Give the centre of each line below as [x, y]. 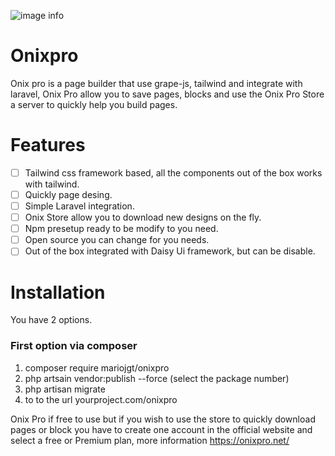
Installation [58, 292]
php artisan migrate [65, 389]
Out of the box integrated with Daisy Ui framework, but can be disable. [170, 251]
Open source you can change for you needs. [117, 240]
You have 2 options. [51, 320]
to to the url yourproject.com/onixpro [101, 399]
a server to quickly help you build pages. [94, 104]
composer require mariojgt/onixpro [97, 367]
